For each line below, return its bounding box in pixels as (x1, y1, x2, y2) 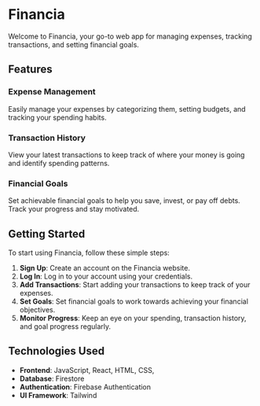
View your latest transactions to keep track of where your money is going (8, 149, 245, 159)
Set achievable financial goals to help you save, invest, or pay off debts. (8, 196, 241, 205)
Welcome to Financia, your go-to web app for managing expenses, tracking (8, 31, 253, 41)
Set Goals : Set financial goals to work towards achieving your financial (19, 297, 249, 306)
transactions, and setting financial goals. (8, 39, 140, 49)
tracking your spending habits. (8, 113, 108, 122)
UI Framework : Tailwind (19, 390, 97, 400)
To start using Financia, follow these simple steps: (8, 248, 170, 257)
